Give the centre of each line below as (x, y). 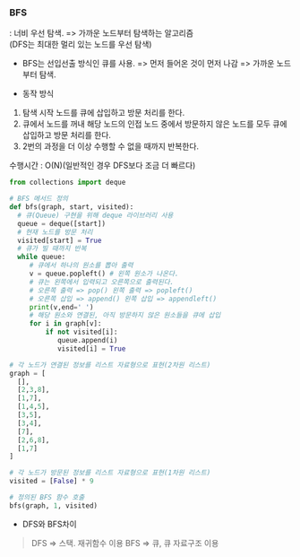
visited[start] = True (60, 240)
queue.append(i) (87, 341)
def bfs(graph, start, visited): (72, 207)
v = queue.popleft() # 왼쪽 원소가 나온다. (104, 274)
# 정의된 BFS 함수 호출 (47, 498)
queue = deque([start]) (61, 223)
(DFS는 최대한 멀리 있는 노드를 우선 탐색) (81, 44)
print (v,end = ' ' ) (61, 307)
